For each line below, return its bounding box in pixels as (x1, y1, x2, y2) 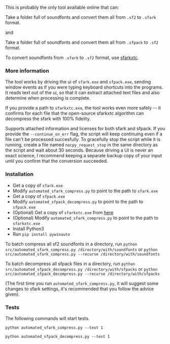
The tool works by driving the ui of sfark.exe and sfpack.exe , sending (5, 79, 151, 85)
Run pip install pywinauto (12, 231, 70, 237)
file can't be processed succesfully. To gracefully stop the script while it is (5, 136, 161, 142)
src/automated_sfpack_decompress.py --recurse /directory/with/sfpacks (5, 271, 160, 276)
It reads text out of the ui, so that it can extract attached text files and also (5, 90, 160, 96)
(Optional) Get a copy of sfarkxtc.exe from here (12, 209, 114, 215)
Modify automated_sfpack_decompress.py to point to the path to (12, 198, 144, 205)
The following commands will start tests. (5, 315, 90, 321)
